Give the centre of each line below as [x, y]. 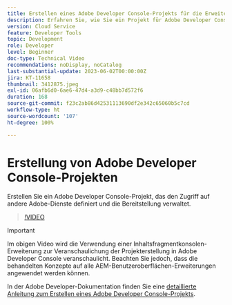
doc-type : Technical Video [46, 59]
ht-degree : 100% [30, 122]
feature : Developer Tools [44, 33]
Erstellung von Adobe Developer [102, 163]
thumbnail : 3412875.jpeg [43, 84]
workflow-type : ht [33, 110]
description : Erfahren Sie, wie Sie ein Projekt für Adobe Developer [109, 20]
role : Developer [30, 46]
